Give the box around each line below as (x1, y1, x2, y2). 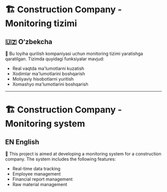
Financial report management (12, 176, 73, 182)
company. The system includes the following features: (5, 156, 116, 162)
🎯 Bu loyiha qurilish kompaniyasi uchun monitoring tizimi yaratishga (5, 50, 143, 56)
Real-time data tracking (12, 166, 61, 171)
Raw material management (12, 182, 67, 187)
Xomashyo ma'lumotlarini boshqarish (12, 81, 88, 87)
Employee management (12, 171, 61, 177)
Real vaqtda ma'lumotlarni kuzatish (12, 65, 84, 71)
